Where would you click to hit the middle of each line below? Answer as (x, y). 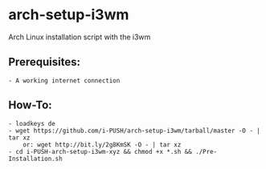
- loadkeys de (32, 123)
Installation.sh (35, 159)
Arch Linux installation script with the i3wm (80, 37)
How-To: (30, 105)
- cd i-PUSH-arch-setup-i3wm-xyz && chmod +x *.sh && (100, 151)
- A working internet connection (64, 80)
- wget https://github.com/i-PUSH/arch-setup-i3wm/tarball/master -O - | (135, 131)
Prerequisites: (44, 62)
